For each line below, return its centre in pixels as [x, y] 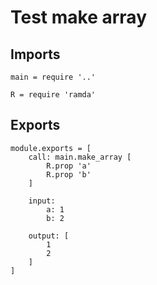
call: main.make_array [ [80, 157]
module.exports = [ [51, 148]
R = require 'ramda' [53, 95]
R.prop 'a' [69, 166]
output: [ [49, 236]
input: [42, 201]
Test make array [78, 17]
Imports [35, 54]
